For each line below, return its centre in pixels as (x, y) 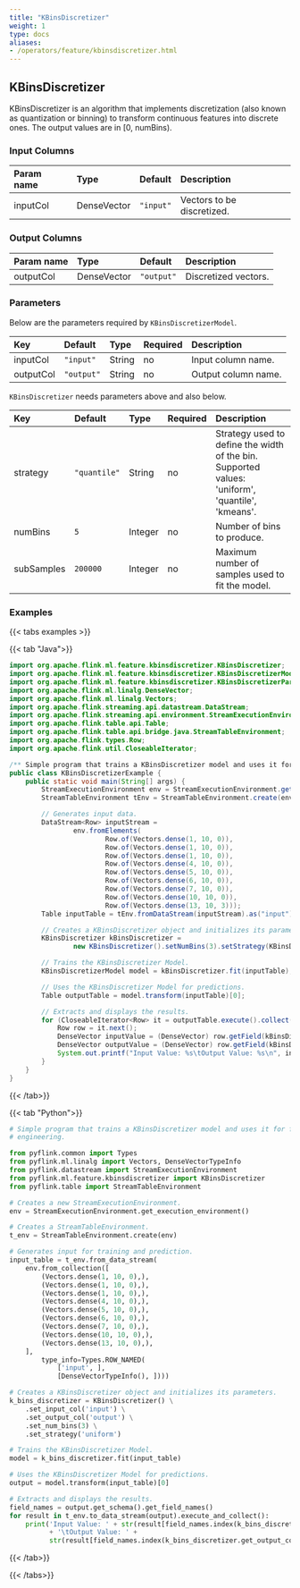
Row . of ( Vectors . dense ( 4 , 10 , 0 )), (169, 864)
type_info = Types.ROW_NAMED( (93, 1360)
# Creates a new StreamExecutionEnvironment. (95, 1203)
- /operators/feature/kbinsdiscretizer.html (93, 51)
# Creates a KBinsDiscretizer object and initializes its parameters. (143, 1393)
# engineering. (37, 1137)
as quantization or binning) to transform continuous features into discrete (144, 118)
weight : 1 (28, 26)
